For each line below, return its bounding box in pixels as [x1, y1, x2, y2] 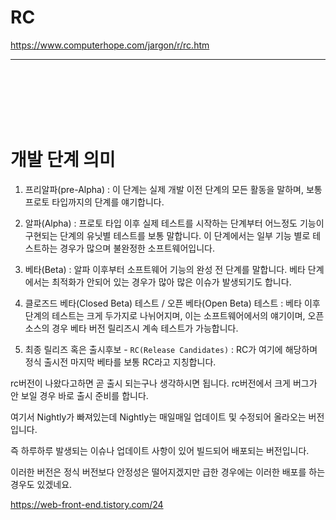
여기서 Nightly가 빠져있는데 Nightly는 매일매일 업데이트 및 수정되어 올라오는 [10, 411, 307, 423]
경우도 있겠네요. [10, 478, 73, 490]
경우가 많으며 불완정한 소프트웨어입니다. [59, 242, 215, 254]
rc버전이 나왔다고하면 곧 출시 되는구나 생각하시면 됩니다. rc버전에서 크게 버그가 [10, 377, 318, 389]
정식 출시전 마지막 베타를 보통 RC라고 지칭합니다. [24, 356, 217, 368]
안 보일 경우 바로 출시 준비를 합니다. [10, 389, 149, 401]
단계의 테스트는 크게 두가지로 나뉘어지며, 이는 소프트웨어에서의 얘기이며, [24, 309, 306, 321]
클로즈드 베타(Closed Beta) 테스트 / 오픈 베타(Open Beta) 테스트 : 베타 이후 [24, 297, 321, 309]
